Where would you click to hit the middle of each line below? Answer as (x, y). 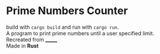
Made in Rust (22, 46)
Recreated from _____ (32, 39)
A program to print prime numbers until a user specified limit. (80, 33)
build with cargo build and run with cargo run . (63, 27)
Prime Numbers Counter (67, 11)
